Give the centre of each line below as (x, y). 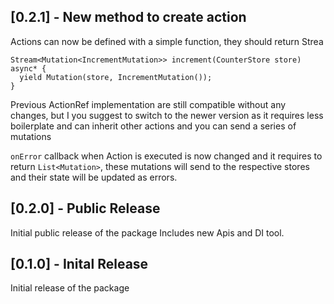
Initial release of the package (70, 288)
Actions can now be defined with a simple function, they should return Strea (167, 41)
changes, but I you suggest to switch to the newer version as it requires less (167, 115)
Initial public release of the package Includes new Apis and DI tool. (147, 232)
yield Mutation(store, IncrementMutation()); (116, 77)
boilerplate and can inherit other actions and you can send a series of (153, 126)
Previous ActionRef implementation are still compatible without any (148, 104)
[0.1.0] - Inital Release (79, 264)
